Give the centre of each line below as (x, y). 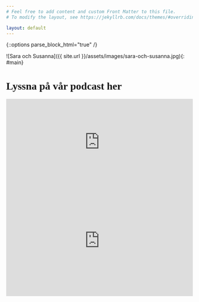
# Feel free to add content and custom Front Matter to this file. (91, 12)
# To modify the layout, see (42, 17)
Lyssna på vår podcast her (64, 86)
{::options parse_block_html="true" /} (52, 44)
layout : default (26, 28)
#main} (15, 62)
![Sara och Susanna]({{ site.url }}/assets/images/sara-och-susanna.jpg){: (95, 56)
